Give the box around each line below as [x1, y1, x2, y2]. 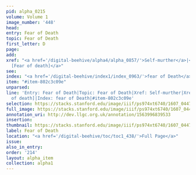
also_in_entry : [6, 144, 43, 150]
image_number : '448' [6, 19, 57, 25]
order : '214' [6, 149, 38, 155]
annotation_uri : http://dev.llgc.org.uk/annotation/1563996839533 [6, 111, 171, 117]
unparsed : [6, 85, 30, 90]
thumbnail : [6, 123, 33, 128]
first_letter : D [6, 41, 45, 47]
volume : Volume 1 [6, 14, 48, 20]
